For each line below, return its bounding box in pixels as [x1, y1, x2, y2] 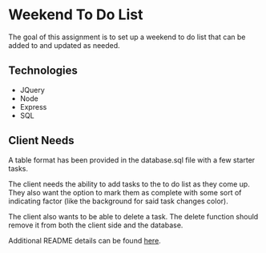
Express [19, 102, 47, 111]
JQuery [19, 85, 46, 94]
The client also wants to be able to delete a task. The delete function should [8, 211, 259, 221]
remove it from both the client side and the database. [8, 220, 183, 230]
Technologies [8, 64, 79, 78]
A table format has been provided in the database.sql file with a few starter [8, 155, 256, 165]
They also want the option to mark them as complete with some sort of [8, 187, 242, 197]
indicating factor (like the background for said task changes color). [8, 196, 228, 206]
